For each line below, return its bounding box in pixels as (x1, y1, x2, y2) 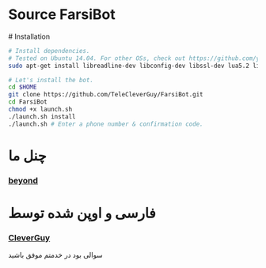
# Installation (8, 32, 51, 41)
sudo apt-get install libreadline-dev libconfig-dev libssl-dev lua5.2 (8, 62, 249, 70)
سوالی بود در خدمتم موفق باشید (8, 251, 103, 260)
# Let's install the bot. (8, 76, 93, 84)
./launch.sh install (8, 112, 77, 120)
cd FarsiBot (8, 98, 47, 106)
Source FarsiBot (8, 6, 116, 24)
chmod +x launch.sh (8, 105, 73, 114)
